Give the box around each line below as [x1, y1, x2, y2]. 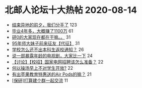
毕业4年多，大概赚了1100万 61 [11, 28, 73, 34]
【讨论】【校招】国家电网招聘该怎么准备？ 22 [11, 59, 104, 65]
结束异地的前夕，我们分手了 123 [11, 22, 77, 28]
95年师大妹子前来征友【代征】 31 [11, 40, 80, 46]
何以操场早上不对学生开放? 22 [11, 65, 73, 71]
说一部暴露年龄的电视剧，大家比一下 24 [11, 52, 93, 58]
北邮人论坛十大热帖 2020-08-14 [4, 4, 137, 16]
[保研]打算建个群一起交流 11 [11, 77, 68, 83]
